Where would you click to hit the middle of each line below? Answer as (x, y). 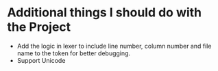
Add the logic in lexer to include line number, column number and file (114, 46)
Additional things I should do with (105, 13)
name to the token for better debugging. (74, 53)
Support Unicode (41, 60)
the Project (39, 27)
